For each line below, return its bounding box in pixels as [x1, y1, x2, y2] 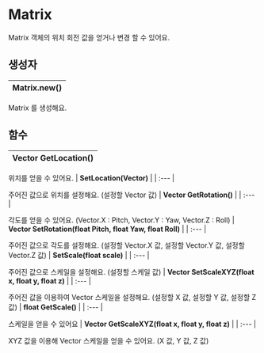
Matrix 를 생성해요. [8, 103, 67, 112]
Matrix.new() [12, 82, 62, 93]
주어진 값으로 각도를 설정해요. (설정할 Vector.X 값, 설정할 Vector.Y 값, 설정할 [8, 240, 246, 250]
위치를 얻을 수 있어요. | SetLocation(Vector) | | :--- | [8, 173, 175, 183]
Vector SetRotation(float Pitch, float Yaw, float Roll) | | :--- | [8, 224, 207, 233]
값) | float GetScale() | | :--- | [8, 302, 103, 312]
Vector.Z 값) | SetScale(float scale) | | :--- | [8, 250, 150, 260]
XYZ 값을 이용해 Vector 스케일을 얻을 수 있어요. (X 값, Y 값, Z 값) [8, 336, 209, 345]
